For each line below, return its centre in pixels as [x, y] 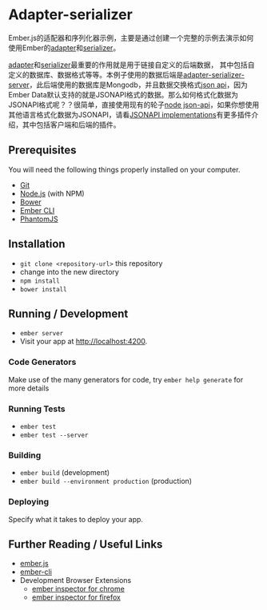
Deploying [29, 502]
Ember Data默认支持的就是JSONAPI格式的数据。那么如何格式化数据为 [123, 94]
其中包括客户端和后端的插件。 [71, 125]
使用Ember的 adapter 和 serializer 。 [64, 48]
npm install [40, 281]
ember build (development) [65, 473]
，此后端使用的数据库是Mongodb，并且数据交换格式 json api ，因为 [138, 85]
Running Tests [37, 409]
